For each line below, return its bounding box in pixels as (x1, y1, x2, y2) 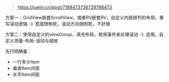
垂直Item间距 (12, 65, 40, 71)
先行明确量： (5, 48, 32, 54)
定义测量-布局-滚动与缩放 (5, 37, 58, 43)
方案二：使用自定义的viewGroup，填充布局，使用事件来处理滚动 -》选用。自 (5, 31, 164, 37)
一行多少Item (12, 59, 40, 64)
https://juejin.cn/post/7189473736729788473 (17, 4, 112, 10)
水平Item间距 (12, 71, 40, 77)
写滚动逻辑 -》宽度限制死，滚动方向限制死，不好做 (5, 21, 110, 26)
